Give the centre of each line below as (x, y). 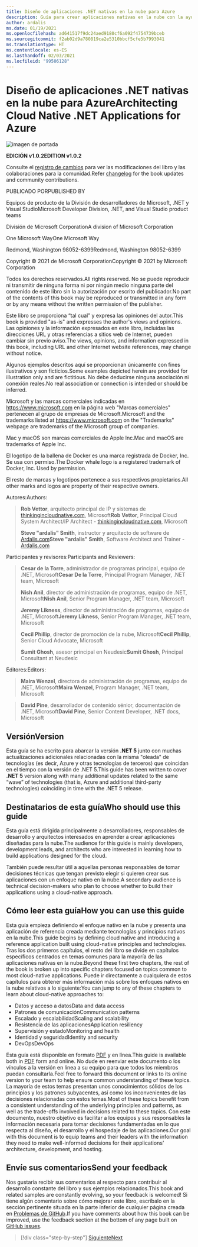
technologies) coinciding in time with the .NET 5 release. (75, 789)
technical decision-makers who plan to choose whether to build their (90, 886)
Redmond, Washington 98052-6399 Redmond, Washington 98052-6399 (94, 250)
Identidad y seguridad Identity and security (66, 1037)
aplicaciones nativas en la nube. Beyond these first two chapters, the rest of (98, 962)
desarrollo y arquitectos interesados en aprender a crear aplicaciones (90, 837)
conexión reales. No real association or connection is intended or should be (97, 384)
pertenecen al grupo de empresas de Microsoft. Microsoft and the (85, 414)
